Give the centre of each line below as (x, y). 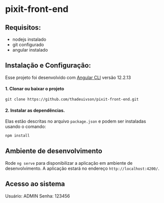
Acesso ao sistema (35, 184)
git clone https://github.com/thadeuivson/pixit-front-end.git (72, 100)
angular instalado (30, 50)
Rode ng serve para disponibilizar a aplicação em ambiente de (69, 163)
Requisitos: (23, 28)
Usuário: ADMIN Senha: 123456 (38, 196)
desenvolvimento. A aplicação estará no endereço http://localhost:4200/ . (82, 168)
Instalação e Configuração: (48, 66)
